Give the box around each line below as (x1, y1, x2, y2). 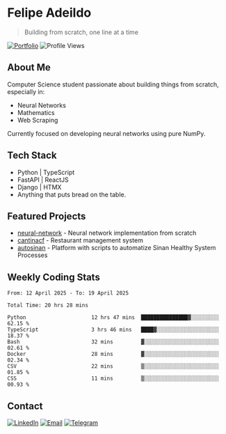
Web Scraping (17, 116, 58, 124)
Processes (17, 251, 48, 259)
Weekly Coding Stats (7, 271, 101, 283)
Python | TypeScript (17, 168, 75, 176)
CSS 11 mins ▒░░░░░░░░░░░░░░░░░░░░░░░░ (7, 375, 219, 382)
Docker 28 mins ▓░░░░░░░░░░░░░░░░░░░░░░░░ (7, 350, 219, 358)
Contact (7, 400, 43, 412)
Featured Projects (7, 210, 86, 222)
